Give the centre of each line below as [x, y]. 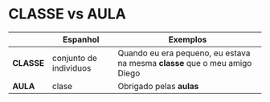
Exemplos [188, 39]
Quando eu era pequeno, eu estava [184, 53]
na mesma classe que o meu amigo [185, 63]
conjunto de [75, 58]
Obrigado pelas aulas [158, 86]
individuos [72, 67]
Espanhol [81, 39]
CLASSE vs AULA [67, 14]
